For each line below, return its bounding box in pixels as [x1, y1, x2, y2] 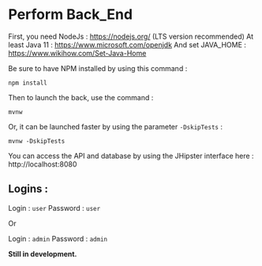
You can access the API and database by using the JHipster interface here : [8, 151, 254, 160]
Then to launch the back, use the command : [8, 92, 154, 102]
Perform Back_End [8, 6, 133, 24]
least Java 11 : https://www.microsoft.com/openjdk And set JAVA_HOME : [8, 39, 247, 49]
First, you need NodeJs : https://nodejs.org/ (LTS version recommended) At [8, 32, 254, 41]
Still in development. [8, 249, 77, 258]
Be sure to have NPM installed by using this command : [8, 63, 188, 73]
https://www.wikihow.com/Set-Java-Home [8, 48, 147, 58]
